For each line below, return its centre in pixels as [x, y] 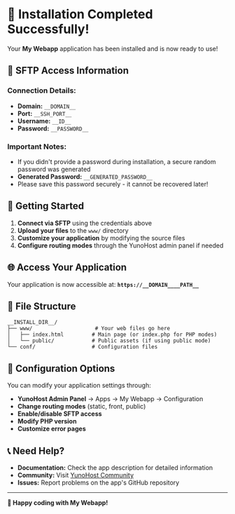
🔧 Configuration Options [61, 368]
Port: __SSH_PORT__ [44, 113]
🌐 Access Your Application [67, 268]
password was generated [54, 169]
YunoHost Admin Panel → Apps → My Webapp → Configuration [110, 399]
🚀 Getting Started [46, 206]
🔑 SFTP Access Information [68, 70]
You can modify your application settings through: [79, 386]
